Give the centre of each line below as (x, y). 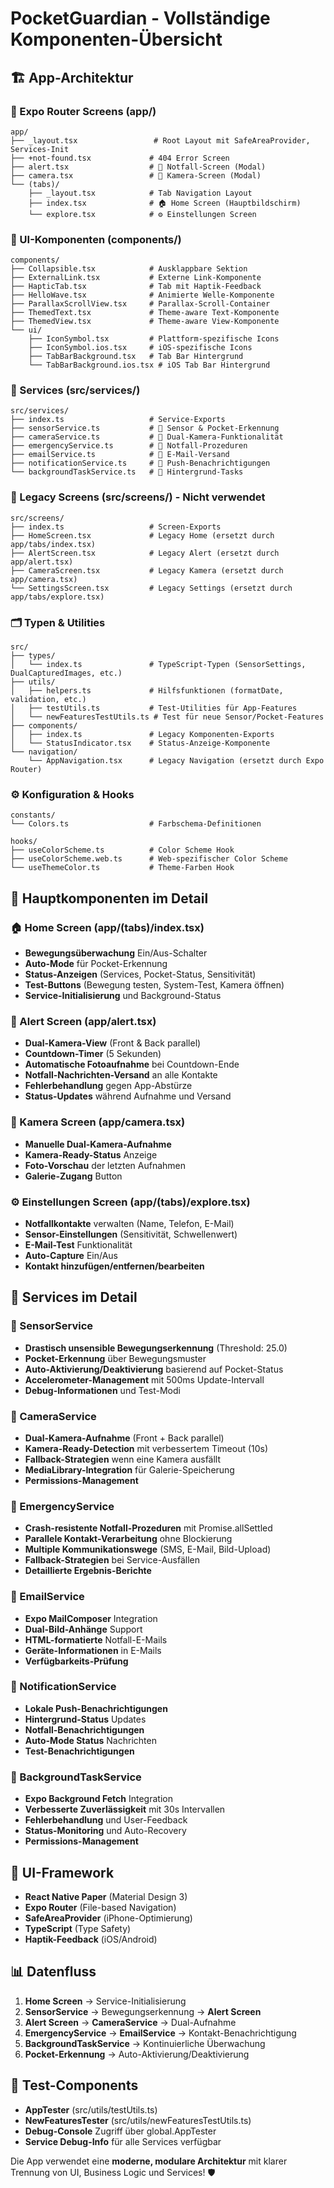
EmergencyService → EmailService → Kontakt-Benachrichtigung (160, 2033)
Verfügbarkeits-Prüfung (76, 1661)
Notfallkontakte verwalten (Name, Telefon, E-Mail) (129, 1223)
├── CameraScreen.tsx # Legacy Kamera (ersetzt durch (147, 570)
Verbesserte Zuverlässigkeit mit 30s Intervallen (125, 1809)
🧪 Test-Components (74, 2085)
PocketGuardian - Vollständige (140, 18)
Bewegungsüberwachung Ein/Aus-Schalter (116, 953)
